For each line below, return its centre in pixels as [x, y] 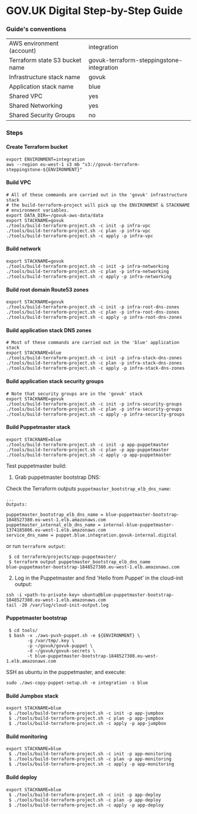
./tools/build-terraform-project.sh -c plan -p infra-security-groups [94, 409]
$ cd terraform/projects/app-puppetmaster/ [62, 557]
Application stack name [41, 87]
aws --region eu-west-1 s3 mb [43, 164]
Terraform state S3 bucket [45, 60]
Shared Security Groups [42, 115]
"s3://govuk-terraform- [111, 164]
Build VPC [18, 182]
